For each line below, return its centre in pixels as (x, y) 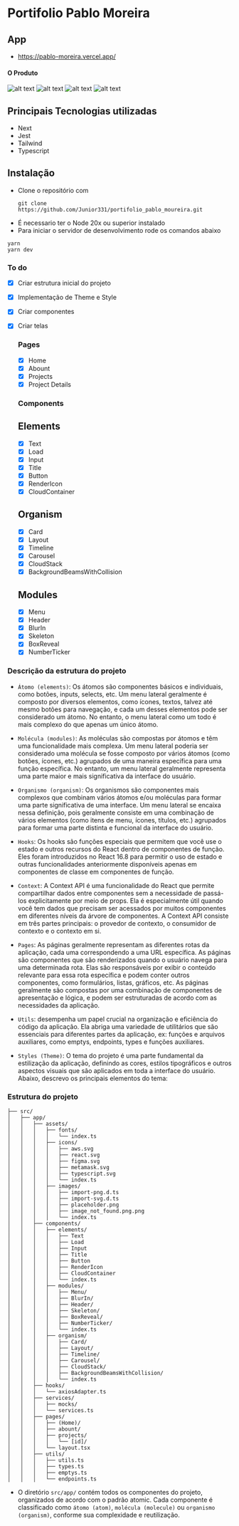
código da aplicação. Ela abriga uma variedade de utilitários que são (118, 1026)
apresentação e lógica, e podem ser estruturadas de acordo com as (117, 998)
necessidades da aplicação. (59, 1005)
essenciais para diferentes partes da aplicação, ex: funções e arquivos (121, 1034)
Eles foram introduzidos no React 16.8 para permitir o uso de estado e (120, 857)
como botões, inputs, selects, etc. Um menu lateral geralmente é (112, 694)
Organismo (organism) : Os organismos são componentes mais (108, 790)
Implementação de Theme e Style (67, 298)
